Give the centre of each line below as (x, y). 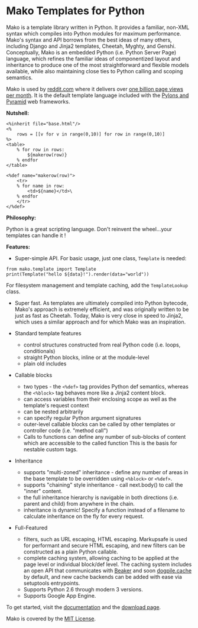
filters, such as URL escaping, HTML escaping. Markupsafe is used (105, 539)
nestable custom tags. (51, 449)
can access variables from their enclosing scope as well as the (100, 399)
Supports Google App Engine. (60, 595)
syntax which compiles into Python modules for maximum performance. (94, 33)
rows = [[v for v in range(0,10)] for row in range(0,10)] (91, 134)
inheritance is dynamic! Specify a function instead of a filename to (104, 510)
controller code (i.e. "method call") (66, 430)
